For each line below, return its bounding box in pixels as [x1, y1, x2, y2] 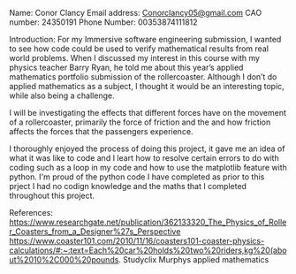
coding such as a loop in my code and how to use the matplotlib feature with [9, 163, 287, 172]
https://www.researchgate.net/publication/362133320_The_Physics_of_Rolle [9, 217, 287, 227]
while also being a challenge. [9, 90, 115, 101]
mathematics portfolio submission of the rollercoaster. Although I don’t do [9, 72, 277, 82]
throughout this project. [9, 190, 95, 201]
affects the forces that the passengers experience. [9, 126, 194, 136]
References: [9, 208, 53, 217]
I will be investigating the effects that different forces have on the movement [9, 108, 287, 118]
